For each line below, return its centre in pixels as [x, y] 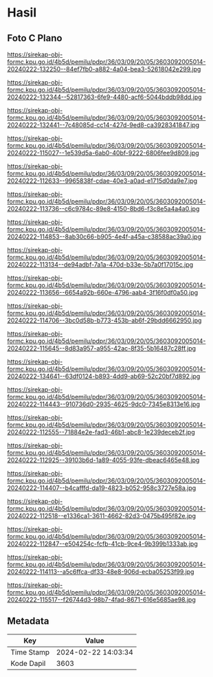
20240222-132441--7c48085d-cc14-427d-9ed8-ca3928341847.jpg [103, 125]
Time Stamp [30, 652]
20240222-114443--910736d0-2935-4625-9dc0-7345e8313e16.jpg [104, 404]
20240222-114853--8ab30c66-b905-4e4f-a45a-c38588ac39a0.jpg [104, 236]
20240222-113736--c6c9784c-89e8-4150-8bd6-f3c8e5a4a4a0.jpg [103, 209]
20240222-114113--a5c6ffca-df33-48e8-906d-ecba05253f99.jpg [101, 571]
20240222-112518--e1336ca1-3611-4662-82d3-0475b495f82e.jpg [101, 516]
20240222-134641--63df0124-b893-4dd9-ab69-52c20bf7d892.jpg [104, 376]
